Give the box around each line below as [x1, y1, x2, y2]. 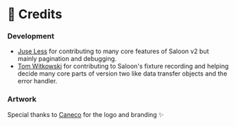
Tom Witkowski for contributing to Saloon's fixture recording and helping [17, 62, 229, 71]
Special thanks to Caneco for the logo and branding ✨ [7, 110, 164, 118]
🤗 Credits [7, 6, 63, 22]
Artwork [7, 94, 37, 104]
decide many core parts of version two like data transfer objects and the [17, 69, 228, 78]
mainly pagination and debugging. [17, 55, 117, 63]
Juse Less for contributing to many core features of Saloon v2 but [17, 47, 209, 55]
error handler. [17, 77, 58, 85]
